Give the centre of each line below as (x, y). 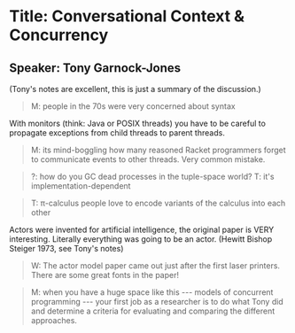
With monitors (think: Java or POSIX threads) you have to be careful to (137, 123)
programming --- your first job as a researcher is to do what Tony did (157, 302)
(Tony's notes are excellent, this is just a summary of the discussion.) (135, 89)
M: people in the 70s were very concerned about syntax (133, 106)
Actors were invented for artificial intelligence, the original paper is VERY (142, 229)
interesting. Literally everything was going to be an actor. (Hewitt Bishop (141, 239)
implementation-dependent (81, 186)
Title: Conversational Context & (127, 16)
